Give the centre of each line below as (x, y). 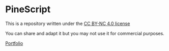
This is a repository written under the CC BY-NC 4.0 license (68, 23)
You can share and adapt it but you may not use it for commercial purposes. (85, 33)
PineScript (28, 9)
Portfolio (14, 43)
